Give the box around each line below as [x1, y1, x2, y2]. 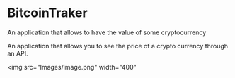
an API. [7, 49, 28, 58]
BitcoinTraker [7, 5, 88, 21]
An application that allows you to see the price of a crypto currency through [7, 41, 229, 50]
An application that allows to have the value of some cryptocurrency [7, 28, 207, 37]
